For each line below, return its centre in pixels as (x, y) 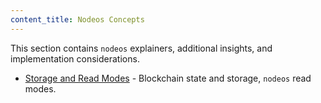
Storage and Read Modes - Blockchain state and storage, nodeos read (168, 78)
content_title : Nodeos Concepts (77, 19)
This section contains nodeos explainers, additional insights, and (141, 48)
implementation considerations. (75, 58)
